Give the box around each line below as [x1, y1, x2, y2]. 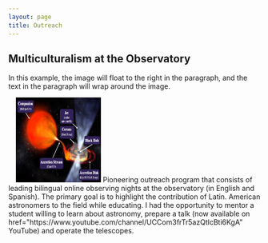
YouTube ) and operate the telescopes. [8, 226, 134, 236]
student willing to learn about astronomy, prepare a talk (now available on [8, 209, 250, 219]
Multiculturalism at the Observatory [8, 52, 191, 66]
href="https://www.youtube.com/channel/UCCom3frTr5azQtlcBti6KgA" [8, 217, 243, 227]
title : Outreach [8, 21, 62, 30]
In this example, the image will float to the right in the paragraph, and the [8, 73, 248, 83]
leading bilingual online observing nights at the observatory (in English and [8, 184, 254, 193]
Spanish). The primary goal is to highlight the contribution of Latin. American [8, 192, 261, 201]
